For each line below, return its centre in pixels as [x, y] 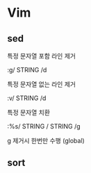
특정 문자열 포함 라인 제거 [42, 56]
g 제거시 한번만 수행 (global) [46, 141]
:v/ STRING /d [27, 98]
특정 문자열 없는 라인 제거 [42, 84]
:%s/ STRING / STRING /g [44, 126]
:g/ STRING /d [27, 70]
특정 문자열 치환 [29, 112]
